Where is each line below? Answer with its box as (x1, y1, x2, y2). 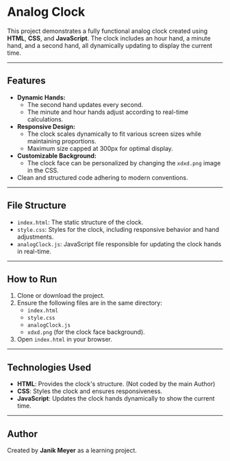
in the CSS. (27, 166, 60, 174)
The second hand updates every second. (27, 100, 144, 108)
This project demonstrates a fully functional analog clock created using (7, 27, 208, 35)
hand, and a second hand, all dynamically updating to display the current (7, 41, 212, 49)
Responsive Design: (16, 122, 75, 130)
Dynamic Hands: (16, 93, 66, 102)
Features (7, 75, 46, 86)
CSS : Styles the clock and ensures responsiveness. (16, 387, 163, 395)
